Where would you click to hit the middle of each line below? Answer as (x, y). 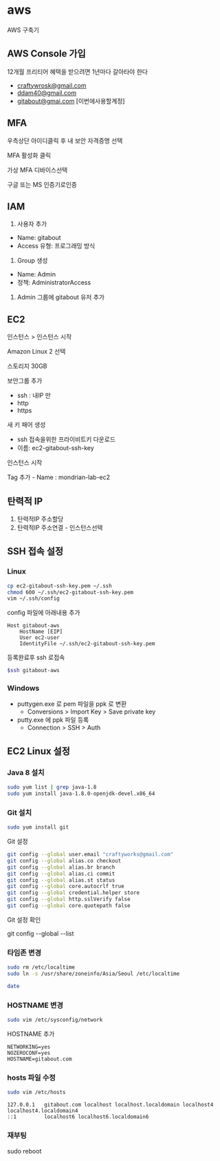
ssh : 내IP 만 (34, 396)
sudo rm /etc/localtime (41, 967)
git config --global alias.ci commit (61, 874)
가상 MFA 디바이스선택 (37, 170)
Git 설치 (20, 812)
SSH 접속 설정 (35, 551)
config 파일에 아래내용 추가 (44, 613)
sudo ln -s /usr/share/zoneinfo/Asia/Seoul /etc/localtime (93, 974)
